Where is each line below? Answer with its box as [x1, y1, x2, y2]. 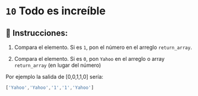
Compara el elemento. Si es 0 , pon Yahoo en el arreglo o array [14, 55, 165, 62]
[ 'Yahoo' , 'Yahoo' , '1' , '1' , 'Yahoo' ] [5, 85, 94, 91]
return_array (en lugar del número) [14, 61, 101, 69]
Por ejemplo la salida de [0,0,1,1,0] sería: [5, 73, 104, 80]
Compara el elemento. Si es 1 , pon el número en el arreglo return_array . [14, 44, 192, 51]
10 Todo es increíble [5, 4, 106, 18]
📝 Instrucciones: [5, 28, 68, 38]
